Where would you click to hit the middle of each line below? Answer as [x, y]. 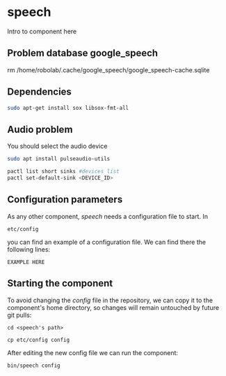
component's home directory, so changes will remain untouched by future [113, 307]
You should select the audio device [57, 146]
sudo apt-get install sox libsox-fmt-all [68, 108]
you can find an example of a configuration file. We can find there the [107, 242]
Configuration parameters [65, 200]
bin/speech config [34, 366]
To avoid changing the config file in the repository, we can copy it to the [110, 300]
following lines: [29, 249]
